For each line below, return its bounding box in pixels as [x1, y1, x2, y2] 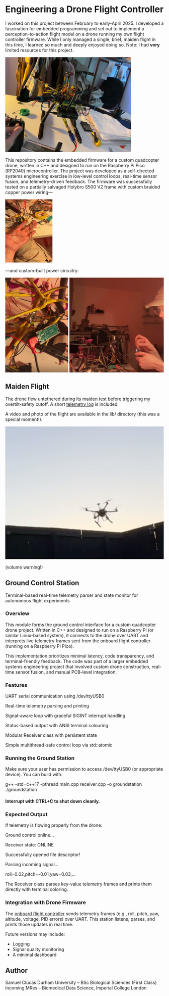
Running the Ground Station [5, 754, 75, 762]
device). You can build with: [5, 772, 63, 778]
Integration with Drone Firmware [5, 899, 87, 906]
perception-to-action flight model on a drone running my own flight [5, 31, 144, 37]
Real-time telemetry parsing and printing [5, 703, 90, 709]
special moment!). [5, 416, 43, 422]
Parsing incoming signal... [5, 862, 59, 868]
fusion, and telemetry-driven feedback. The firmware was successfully [5, 178, 152, 184]
